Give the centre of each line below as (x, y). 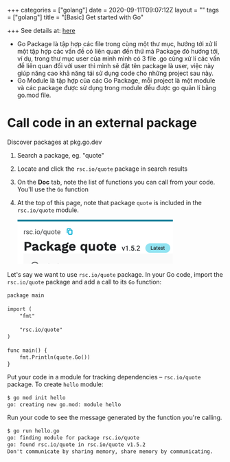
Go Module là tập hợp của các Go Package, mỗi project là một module (116, 81)
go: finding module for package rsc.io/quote (73, 438)
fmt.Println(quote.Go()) (55, 357)
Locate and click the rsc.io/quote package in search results (102, 169)
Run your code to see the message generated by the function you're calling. (115, 417)
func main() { (27, 350)
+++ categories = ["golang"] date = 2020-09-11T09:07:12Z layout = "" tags (113, 10)
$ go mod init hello (37, 398)
